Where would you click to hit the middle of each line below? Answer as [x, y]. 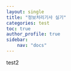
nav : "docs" [32, 46]
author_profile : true [33, 34]
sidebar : [17, 40]
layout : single [25, 12]
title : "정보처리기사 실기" [36, 17]
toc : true [19, 29]
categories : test [28, 23]
